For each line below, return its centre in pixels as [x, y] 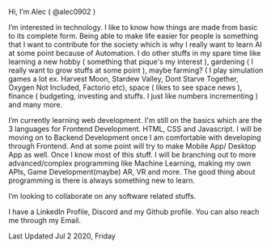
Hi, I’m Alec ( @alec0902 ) [52, 12]
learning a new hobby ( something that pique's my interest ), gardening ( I [131, 61]
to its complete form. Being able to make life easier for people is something [133, 36]
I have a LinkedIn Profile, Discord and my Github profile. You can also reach [134, 212]
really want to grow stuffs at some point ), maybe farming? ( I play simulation [136, 70]
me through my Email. [44, 220]
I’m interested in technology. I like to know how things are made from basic [133, 27]
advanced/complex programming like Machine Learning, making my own [130, 163]
